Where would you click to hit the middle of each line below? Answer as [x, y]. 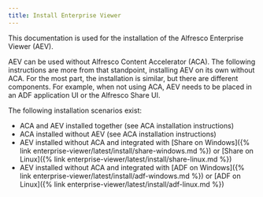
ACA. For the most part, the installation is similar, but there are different [123, 78]
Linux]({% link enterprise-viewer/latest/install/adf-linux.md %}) [122, 184]
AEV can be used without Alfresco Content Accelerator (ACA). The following [132, 61]
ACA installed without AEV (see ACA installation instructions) [118, 134]
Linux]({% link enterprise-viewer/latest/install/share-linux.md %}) [126, 159]
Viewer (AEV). [31, 46]
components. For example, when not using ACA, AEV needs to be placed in [130, 87]
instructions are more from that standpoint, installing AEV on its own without [131, 70]
